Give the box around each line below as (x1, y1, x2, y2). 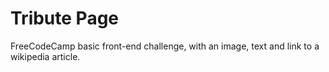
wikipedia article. (10, 50, 81, 62)
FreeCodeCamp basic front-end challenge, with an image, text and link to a (10, 40, 320, 52)
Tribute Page (10, 7, 120, 30)
